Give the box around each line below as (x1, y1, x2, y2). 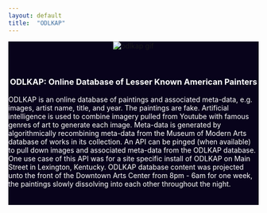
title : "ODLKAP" (8, 19, 66, 27)
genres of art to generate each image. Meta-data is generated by (8, 120, 222, 130)
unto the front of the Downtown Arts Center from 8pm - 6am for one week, (8, 170, 253, 180)
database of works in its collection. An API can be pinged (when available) (8, 137, 252, 146)
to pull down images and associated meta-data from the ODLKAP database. (8, 145, 257, 155)
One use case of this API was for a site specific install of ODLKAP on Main (8, 153, 251, 163)
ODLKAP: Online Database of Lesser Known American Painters (10, 76, 257, 87)
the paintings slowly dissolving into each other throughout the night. (8, 179, 231, 188)
